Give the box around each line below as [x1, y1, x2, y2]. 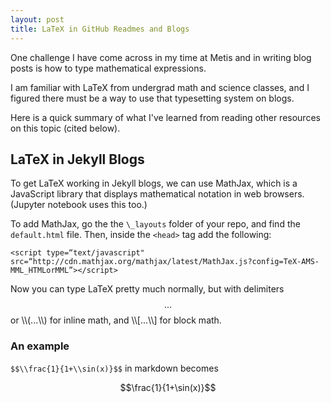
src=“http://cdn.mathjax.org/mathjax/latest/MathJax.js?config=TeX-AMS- [10, 257, 320, 267]
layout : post [10, 14, 65, 25]
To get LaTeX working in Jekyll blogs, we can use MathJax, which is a [10, 177, 298, 190]
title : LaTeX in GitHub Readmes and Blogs [10, 24, 190, 34]
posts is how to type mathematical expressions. [10, 62, 207, 74]
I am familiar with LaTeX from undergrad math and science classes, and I [10, 81, 310, 93]
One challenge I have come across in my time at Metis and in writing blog [10, 51, 312, 63]
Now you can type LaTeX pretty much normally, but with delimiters [10, 283, 285, 295]
